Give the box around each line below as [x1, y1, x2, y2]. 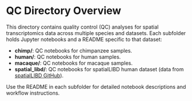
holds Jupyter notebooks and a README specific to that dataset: [6, 36, 162, 43]
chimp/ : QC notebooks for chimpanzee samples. [14, 47, 133, 54]
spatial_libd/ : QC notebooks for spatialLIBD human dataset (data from [14, 65, 184, 72]
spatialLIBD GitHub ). [14, 72, 64, 79]
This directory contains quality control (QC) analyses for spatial [6, 23, 159, 30]
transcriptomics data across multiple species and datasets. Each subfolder [6, 29, 186, 36]
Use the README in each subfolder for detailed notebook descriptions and [6, 83, 186, 90]
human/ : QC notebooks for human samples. [14, 53, 121, 60]
